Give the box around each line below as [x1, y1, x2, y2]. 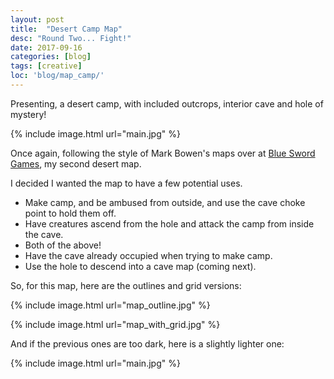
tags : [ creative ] [10, 61, 83, 71]
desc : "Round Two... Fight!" [10, 33, 132, 43]
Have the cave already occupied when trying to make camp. [24, 249, 273, 261]
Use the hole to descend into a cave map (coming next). [24, 260, 257, 272]
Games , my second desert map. [10, 157, 142, 170]
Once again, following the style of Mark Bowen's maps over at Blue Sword [10, 147, 316, 159]
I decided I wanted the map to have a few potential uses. [10, 177, 243, 189]
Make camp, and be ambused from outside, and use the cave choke [24, 196, 306, 208]
